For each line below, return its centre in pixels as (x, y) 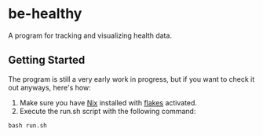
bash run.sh (27, 125)
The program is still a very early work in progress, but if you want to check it (131, 79)
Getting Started (47, 60)
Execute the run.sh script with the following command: (108, 111)
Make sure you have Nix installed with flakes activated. (108, 102)
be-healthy (45, 14)
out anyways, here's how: (50, 87)
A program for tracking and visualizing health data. (90, 35)
